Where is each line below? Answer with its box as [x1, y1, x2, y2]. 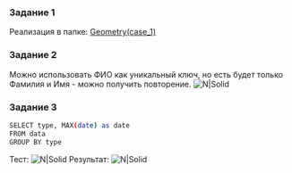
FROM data [9, 129, 47, 138]
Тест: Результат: [9, 153, 109, 164]
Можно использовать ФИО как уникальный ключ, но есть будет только [9, 69, 284, 79]
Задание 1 [9, 6, 56, 19]
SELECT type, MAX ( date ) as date [9, 120, 130, 130]
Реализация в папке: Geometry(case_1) [9, 27, 157, 37]
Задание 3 [9, 101, 57, 113]
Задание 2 [9, 49, 57, 62]
